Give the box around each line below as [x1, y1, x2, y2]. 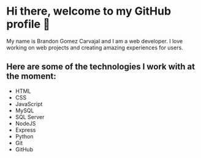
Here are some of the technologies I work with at [6, 62, 195, 72]
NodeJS [15, 120, 36, 127]
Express [15, 126, 36, 134]
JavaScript [15, 100, 43, 107]
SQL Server [15, 113, 45, 120]
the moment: [6, 71, 56, 82]
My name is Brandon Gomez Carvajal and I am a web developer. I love [6, 37, 183, 45]
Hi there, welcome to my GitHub [6, 4, 172, 18]
